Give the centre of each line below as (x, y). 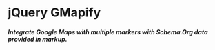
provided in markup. (38, 39)
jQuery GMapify (54, 13)
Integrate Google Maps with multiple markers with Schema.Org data (108, 32)
